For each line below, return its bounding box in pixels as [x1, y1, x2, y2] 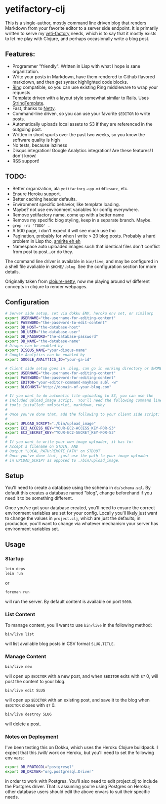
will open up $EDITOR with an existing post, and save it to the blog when [5, 697, 150, 703]
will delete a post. [5, 721, 41, 727]
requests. [12, 89, 32, 95]
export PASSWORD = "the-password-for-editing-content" [5, 375, 116, 380]
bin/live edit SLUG [5, 688, 45, 693]
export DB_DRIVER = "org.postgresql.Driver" [5, 769, 94, 774]
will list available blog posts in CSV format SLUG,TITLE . [5, 641, 115, 646]
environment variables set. [5, 526, 59, 532]
